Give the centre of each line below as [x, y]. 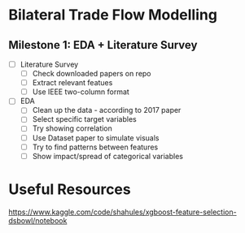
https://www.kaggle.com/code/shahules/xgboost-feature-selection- [123, 212]
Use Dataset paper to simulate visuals [96, 138]
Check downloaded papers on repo [92, 74]
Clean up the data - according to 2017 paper [107, 110]
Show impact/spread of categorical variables [107, 156]
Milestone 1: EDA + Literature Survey [103, 45]
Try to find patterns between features [95, 147]
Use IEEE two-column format [81, 92]
